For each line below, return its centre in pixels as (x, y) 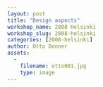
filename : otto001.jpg (53, 66)
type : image (37, 72)
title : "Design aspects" (44, 20)
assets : (19, 53)
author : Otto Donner (38, 46)
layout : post (26, 14)
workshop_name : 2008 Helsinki (52, 27)
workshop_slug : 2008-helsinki (52, 33)
